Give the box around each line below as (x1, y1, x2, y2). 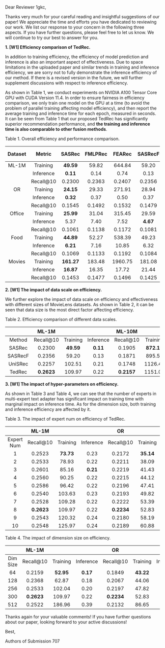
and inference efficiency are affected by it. (5, 406, 91, 412)
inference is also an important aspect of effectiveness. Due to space (5, 59, 143, 65)
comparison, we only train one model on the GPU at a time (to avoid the (5, 100, 150, 106)
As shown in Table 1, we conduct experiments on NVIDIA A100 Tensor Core (5, 90, 157, 95)
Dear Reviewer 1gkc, (5, 4, 47, 10)
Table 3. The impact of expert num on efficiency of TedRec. (5, 416, 126, 422)
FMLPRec (84, 150, 108, 157)
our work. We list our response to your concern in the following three (5, 24, 144, 30)
